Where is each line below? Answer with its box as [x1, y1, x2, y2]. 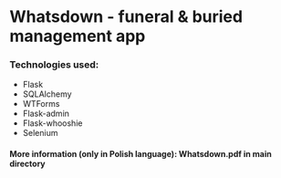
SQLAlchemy [22, 89, 72, 99]
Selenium [22, 128, 58, 139]
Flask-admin [22, 108, 70, 120]
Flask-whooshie [22, 118, 83, 129]
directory [9, 158, 46, 170]
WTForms [22, 99, 60, 110]
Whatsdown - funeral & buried [9, 6, 244, 27]
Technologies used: [9, 58, 99, 71]
